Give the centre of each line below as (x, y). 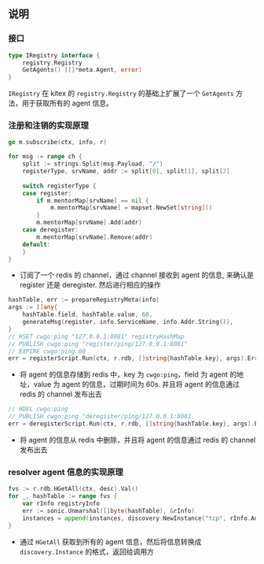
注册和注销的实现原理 (48, 126)
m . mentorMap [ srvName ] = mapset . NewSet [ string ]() (131, 208)
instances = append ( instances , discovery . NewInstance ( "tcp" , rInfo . (137, 518)
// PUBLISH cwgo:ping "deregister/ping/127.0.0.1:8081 (100, 417)
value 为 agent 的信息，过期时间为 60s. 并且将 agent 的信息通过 (136, 384)
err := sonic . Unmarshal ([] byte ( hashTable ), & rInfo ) (108, 510)
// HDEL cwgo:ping (38, 409)
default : (37, 244)
